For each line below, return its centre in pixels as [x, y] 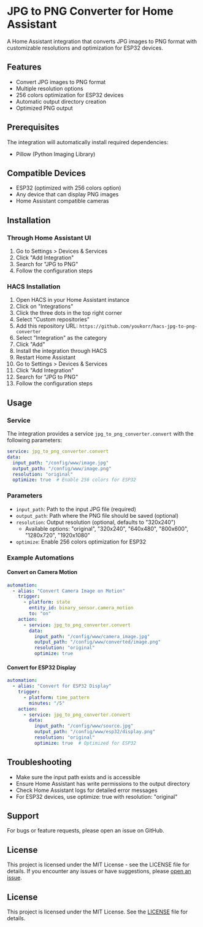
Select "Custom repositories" [53, 320]
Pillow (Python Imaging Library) [56, 154]
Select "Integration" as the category [61, 338]
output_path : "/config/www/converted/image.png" [98, 642]
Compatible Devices [47, 173]
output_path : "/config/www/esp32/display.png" [95, 732]
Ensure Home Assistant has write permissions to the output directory [103, 783]
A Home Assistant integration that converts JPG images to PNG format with [102, 41]
